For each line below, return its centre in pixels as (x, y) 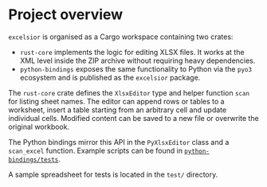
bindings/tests (33, 160)
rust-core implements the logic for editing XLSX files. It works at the (132, 52)
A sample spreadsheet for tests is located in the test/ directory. (113, 174)
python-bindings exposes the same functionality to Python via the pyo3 (136, 68)
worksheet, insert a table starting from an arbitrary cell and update (118, 110)
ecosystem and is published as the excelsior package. (110, 77)
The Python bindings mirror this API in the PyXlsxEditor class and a (119, 142)
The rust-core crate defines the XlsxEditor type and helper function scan (129, 92)
